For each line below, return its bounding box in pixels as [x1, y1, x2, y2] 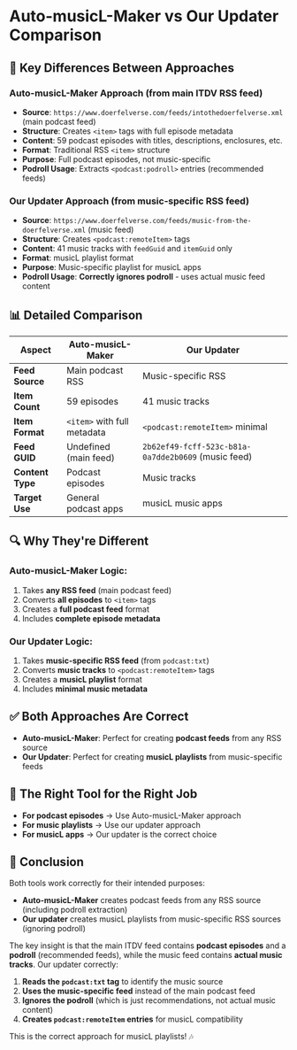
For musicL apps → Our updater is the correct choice [21, 829, 217, 839]
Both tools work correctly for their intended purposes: [9, 878, 205, 889]
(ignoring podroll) [21, 923, 86, 934]
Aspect [20, 344, 51, 356]
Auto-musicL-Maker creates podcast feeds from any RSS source [21, 895, 262, 906]
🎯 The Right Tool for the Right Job [9, 786, 198, 802]
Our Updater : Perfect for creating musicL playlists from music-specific [21, 751, 283, 762]
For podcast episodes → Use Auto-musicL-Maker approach [21, 810, 241, 821]
